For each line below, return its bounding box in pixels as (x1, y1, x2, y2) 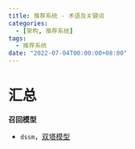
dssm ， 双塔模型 (19, 131, 71, 141)
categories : (8, 19, 48, 27)
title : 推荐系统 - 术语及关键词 (8, 11, 104, 20)
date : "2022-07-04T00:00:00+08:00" (8, 49, 128, 57)
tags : (8, 34, 27, 43)
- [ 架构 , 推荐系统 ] (15, 27, 74, 35)
